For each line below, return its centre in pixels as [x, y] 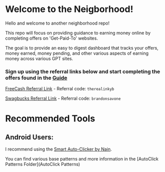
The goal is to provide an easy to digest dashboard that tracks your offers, [82, 48]
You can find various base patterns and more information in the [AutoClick [82, 159]
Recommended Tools [50, 119]
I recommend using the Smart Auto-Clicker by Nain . [58, 149]
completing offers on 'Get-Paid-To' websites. [52, 38]
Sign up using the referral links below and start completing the [83, 71]
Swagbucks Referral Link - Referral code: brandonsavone [63, 98]
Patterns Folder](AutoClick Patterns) [43, 164]
